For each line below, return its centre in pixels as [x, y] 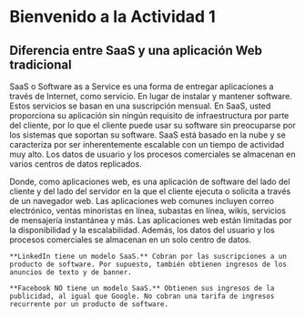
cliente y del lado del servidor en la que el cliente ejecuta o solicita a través [150, 191]
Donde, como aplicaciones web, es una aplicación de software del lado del [150, 181]
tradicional [41, 64]
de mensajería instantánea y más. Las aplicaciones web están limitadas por [151, 220]
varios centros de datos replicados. [76, 164]
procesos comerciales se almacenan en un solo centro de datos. [131, 240]
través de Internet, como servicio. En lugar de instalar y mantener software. [151, 96]
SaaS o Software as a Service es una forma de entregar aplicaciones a [142, 87]
